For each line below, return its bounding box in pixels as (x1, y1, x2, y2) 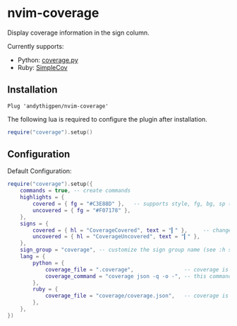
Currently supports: (7, 42, 64, 50)
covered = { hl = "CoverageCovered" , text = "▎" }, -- (32, 226, 210, 234)
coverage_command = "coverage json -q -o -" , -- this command (44, 272, 232, 280)
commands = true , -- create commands (20, 187, 131, 194)
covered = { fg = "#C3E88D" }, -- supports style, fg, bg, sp (32, 200, 226, 208)
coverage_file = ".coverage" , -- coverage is (44, 266, 229, 273)
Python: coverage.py (17, 55, 79, 64)
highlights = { (20, 194, 65, 201)
